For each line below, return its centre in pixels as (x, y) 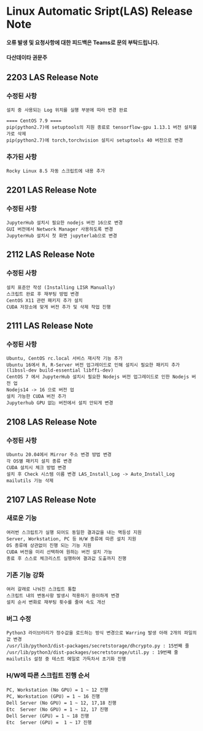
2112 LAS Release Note (51, 255)
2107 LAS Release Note (51, 499)
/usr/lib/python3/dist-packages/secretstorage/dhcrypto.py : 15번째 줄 (98, 646)
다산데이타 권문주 (27, 58)
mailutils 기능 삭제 (30, 481)
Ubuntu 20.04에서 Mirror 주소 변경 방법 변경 (59, 455)
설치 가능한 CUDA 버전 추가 (36, 397)
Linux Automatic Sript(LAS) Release (100, 11)
